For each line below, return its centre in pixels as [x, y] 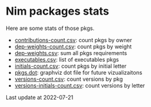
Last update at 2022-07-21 [40, 97]
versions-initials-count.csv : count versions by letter [80, 85]
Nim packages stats [58, 11]
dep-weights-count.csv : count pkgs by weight [73, 46]
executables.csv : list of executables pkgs [67, 59]
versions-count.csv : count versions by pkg [69, 79]
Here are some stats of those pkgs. [50, 28]
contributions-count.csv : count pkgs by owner [73, 40]
